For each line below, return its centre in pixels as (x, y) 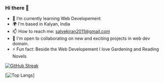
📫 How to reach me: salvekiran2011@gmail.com (61, 31)
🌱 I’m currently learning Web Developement (56, 19)
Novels (19, 56)
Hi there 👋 (17, 8)
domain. (20, 44)
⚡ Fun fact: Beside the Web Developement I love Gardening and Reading (85, 49)
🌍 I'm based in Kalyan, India (41, 24)
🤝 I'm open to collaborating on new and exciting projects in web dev (81, 38)
